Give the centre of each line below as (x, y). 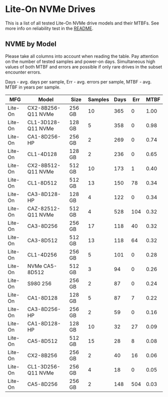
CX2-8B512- (44, 165)
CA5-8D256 (42, 384)
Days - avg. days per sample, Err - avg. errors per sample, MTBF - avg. (78, 81)
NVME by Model (31, 44)
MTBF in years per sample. (33, 87)
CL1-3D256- (44, 366)
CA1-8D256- (44, 136)
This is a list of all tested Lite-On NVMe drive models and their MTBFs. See (82, 23)
